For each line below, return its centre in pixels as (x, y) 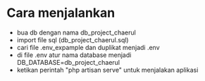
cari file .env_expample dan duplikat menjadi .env (88, 47)
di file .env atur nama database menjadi (74, 55)
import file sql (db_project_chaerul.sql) (73, 39)
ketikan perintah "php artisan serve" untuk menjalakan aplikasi (107, 70)
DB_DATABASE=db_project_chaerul (68, 62)
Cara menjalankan (61, 13)
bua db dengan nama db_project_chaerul (76, 32)
